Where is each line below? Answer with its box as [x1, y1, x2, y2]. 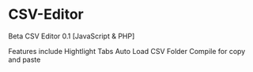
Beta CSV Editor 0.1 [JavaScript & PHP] [8, 31, 135, 41]
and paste [8, 55, 41, 64]
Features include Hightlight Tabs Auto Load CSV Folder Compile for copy [8, 46, 246, 56]
